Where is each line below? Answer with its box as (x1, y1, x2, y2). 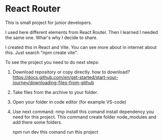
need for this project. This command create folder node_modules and (12, 113, 157, 120)
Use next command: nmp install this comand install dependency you (12, 108, 154, 114)
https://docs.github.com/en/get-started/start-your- (12, 74, 119, 80)
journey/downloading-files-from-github (12, 79, 95, 85)
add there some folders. (12, 119, 63, 125)
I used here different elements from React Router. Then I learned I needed (5, 29, 158, 35)
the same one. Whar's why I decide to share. (5, 34, 98, 40)
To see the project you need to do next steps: (5, 59, 100, 65)
